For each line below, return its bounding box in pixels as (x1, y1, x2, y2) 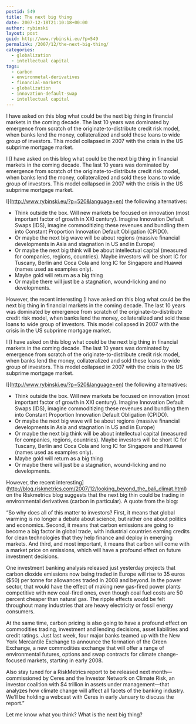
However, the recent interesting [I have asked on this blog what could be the (6, 295, 191, 303)
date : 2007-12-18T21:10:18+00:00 (6, 19, 88, 25)
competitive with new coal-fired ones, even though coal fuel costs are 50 (6, 589, 183, 596)
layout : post (6, 31, 38, 36)
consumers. (6, 607, 35, 615)
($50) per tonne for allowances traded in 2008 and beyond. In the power (6, 576, 182, 583)
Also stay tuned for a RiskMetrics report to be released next (6, 668, 151, 675)
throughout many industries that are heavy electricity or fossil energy (6, 602, 174, 609)
